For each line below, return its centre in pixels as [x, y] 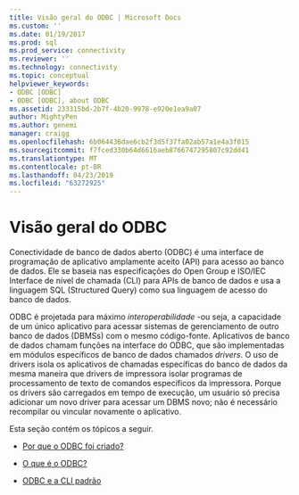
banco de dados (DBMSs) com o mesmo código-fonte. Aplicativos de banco [149, 336]
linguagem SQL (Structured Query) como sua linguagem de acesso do [138, 290]
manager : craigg [39, 134]
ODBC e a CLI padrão [62, 481]
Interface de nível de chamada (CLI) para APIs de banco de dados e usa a [145, 281]
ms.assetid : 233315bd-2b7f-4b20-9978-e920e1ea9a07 [105, 109]
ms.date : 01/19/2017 [48, 34]
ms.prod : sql [33, 42]
